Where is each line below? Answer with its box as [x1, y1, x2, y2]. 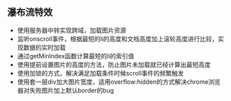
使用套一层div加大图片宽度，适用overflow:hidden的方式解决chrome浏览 [17, 78, 221, 86]
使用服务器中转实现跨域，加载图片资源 [17, 26, 126, 34]
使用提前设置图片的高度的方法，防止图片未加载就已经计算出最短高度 [17, 60, 211, 69]
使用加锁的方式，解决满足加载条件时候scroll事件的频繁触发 [17, 69, 184, 77]
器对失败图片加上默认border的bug [17, 86, 114, 94]
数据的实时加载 [23, 43, 66, 52]
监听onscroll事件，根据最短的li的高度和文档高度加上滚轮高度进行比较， [17, 34, 219, 43]
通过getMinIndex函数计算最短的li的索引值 [17, 52, 134, 60]
